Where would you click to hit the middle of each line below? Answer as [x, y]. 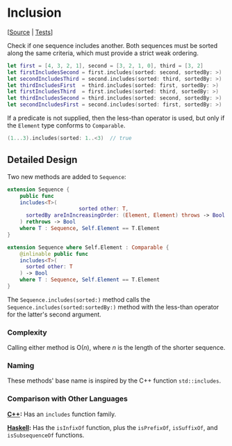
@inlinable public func [54, 254]
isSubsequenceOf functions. [46, 435]
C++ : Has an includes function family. [62, 414]
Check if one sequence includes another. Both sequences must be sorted [113, 45]
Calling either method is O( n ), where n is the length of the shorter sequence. [116, 348]
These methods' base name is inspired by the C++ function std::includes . [114, 380]
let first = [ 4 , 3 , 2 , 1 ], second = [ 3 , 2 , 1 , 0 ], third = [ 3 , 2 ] [105, 66]
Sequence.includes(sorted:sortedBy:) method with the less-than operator [113, 307]
